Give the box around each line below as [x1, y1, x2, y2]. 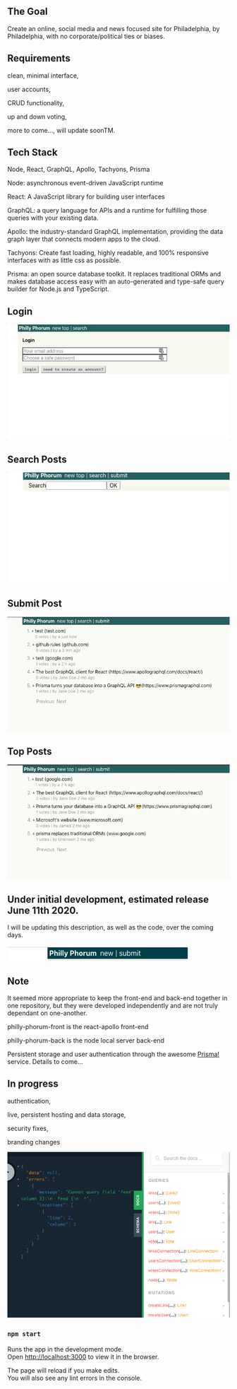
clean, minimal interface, [7, 71, 79, 80]
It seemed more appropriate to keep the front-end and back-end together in [7, 993, 228, 1002]
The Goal [7, 6, 48, 18]
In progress [7, 1078, 59, 1090]
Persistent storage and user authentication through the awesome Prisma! [7, 1050, 220, 1058]
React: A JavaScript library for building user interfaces [7, 192, 165, 201]
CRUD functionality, [7, 98, 65, 107]
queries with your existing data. [7, 213, 99, 222]
